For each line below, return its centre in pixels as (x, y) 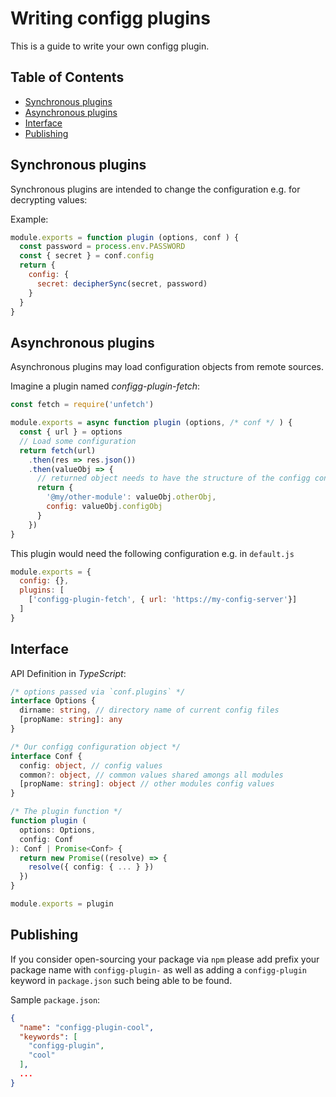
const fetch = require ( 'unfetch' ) (82, 405)
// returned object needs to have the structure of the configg (173, 478)
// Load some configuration (78, 441)
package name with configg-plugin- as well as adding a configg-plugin (158, 969)
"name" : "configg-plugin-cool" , (87, 1027)
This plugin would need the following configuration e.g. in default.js (152, 553)
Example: (29, 219)
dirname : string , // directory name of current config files (149, 710)
